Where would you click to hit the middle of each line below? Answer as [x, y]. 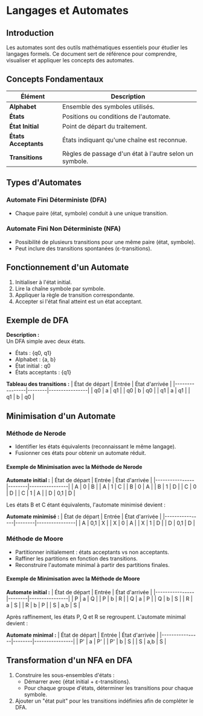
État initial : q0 [33, 366]
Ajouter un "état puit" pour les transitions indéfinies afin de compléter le [105, 701]
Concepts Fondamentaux [55, 79]
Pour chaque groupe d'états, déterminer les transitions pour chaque [108, 688]
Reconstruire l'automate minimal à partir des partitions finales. [92, 565]
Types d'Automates [44, 183]
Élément [33, 96]
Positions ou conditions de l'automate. [117, 116]
